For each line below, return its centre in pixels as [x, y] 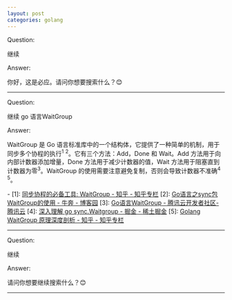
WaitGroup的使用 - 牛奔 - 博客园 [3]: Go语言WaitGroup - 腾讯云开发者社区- [113, 203]
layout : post [26, 13]
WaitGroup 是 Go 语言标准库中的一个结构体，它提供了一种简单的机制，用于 [114, 144]
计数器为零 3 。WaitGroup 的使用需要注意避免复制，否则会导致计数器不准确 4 [114, 170]
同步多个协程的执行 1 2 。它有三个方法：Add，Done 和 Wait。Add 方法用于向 [114, 152]
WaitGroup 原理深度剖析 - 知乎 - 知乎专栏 [66, 220]
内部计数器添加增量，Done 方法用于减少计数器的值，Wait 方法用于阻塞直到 [113, 162]
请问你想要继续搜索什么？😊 [47, 283]
